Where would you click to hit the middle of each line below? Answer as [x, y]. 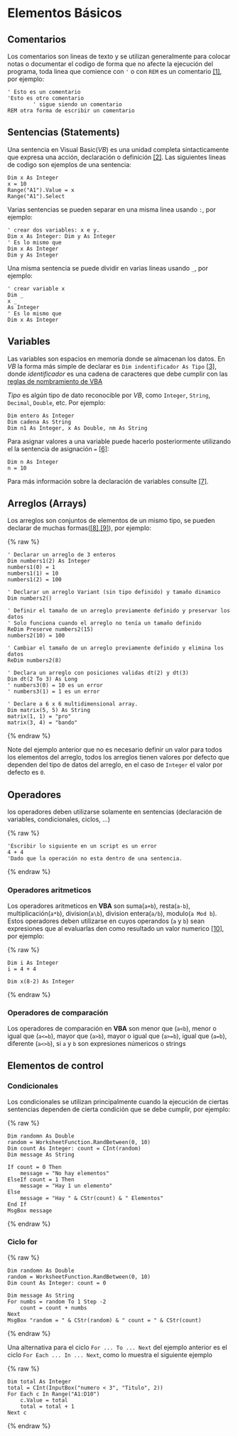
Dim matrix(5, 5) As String [49, 711]
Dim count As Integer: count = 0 [57, 1283]
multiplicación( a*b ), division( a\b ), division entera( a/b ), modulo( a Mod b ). [112, 913]
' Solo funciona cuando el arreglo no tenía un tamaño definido [104, 623]
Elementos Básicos [65, 13]
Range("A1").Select [36, 196]
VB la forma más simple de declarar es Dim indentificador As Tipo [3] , [112, 366]
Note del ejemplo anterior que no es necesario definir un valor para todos [115, 750]
